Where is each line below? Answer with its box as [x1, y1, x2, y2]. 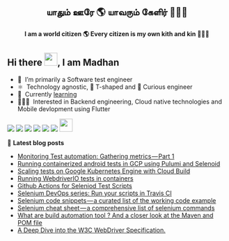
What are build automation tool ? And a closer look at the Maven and [17, 211, 214, 219]
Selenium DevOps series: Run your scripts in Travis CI [17, 189, 172, 197]
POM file [17, 218, 43, 226]
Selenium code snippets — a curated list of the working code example [17, 196, 216, 204]
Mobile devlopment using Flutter [17, 104, 111, 113]
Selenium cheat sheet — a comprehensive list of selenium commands [17, 203, 215, 212]
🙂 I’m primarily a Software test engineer [17, 75, 133, 83]
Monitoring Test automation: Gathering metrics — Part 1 [17, 152, 175, 160]
